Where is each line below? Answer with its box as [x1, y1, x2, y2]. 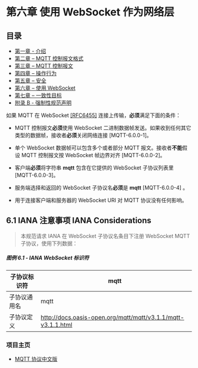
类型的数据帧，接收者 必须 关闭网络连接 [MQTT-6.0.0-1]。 [14, 132, 152, 139]
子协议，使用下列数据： [20, 240, 78, 247]
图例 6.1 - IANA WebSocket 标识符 [6, 255, 90, 262]
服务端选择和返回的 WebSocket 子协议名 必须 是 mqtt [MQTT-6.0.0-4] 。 [14, 184, 189, 191]
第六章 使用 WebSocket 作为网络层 [6, 5, 175, 19]
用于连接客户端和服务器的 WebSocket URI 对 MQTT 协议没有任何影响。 [14, 197, 187, 204]
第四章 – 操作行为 [14, 70, 57, 77]
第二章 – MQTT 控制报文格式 [14, 55, 84, 62]
